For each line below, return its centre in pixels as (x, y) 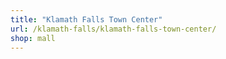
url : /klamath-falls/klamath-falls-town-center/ (113, 29)
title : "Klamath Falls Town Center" (86, 19)
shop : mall (33, 38)
